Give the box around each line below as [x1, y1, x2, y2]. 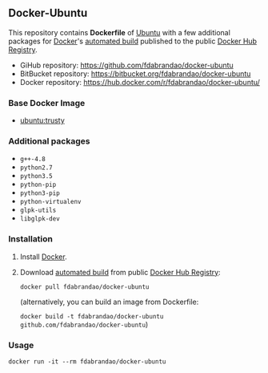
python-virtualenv [19, 198, 82, 206]
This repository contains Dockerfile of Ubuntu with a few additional [8, 27, 230, 37]
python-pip [19, 180, 57, 189]
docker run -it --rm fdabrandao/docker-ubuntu [8, 358, 166, 366]
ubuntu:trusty [19, 116, 66, 125]
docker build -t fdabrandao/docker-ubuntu [19, 312, 164, 320]
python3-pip [19, 189, 60, 197]
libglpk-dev [19, 215, 60, 223]
